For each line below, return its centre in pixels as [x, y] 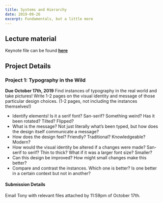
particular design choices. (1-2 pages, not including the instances [71, 101]
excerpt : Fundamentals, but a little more [49, 19]
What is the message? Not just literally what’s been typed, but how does [85, 126]
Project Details [28, 66]
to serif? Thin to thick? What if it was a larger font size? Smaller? [87, 152]
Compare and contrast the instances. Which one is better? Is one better [84, 168]
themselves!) [18, 106]
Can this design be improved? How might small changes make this [79, 157]
